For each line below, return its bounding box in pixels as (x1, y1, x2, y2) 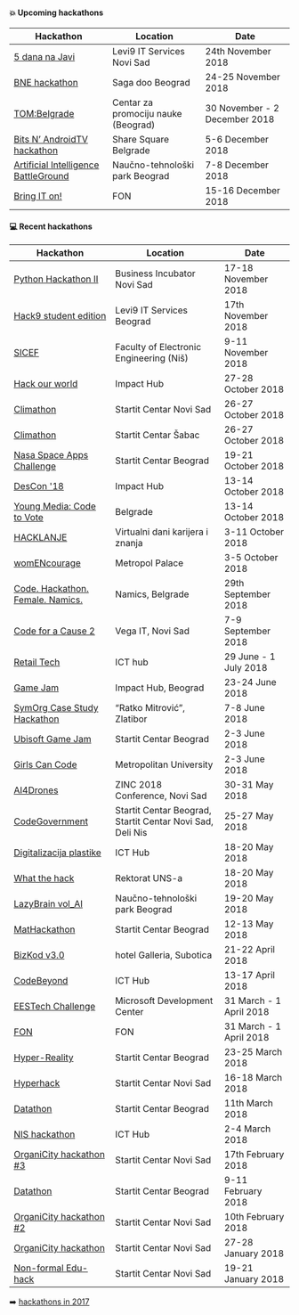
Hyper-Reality (13, 1051, 74, 1064)
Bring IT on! (13, 190, 62, 202)
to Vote (13, 511, 44, 524)
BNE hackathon (13, 77, 78, 89)
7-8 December (205, 159, 270, 171)
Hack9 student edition (13, 310, 107, 323)
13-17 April (223, 969, 276, 982)
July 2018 (223, 662, 268, 674)
